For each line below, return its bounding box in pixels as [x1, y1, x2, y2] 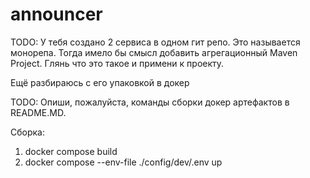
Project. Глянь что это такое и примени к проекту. [10, 57, 225, 69]
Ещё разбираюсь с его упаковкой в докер [10, 76, 190, 88]
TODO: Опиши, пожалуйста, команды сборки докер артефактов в [10, 96, 290, 108]
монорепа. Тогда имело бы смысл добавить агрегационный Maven [10, 46, 298, 58]
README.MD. [10, 106, 67, 118]
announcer [10, 3, 103, 26]
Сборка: [10, 126, 45, 138]
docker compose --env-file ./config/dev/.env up [24, 156, 223, 168]
